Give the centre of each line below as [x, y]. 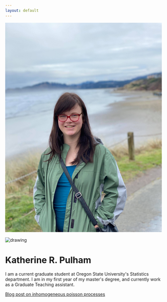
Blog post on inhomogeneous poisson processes [55, 294]
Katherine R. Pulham [48, 260]
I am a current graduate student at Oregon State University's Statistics [77, 274]
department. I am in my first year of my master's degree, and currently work [83, 279]
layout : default [22, 10]
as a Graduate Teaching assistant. [40, 285]
